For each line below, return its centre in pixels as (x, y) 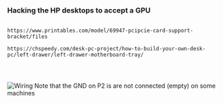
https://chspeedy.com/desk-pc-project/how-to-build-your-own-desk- (107, 49)
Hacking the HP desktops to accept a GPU (79, 10)
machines (21, 93)
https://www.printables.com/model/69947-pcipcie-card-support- (100, 31)
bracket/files (28, 37)
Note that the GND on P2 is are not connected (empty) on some (125, 86)
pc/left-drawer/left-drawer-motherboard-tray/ (75, 55)
